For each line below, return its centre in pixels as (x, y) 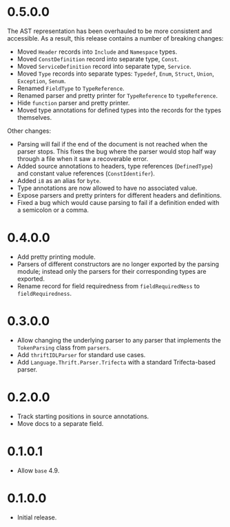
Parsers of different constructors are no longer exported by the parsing (118, 264)
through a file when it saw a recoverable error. (83, 158)
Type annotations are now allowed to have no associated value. (107, 188)
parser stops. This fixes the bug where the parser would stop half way (117, 151)
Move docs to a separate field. (60, 423)
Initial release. (37, 517)
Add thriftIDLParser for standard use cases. (81, 354)
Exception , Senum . (42, 80)
